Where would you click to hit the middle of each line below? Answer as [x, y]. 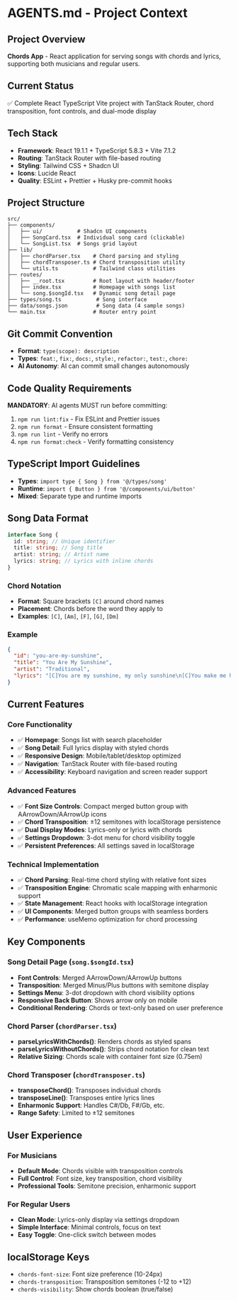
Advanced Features [42, 790]
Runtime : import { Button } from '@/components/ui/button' [107, 488]
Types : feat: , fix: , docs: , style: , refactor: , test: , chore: [103, 359]
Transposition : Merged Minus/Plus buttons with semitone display [113, 985]
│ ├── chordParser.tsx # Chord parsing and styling [93, 257]
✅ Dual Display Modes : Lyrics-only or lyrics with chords [100, 829]
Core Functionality [40, 724]
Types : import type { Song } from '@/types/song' [92, 481]
